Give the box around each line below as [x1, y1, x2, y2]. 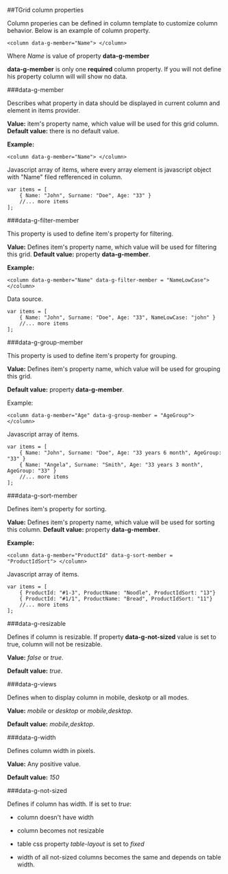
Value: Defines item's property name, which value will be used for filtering [7, 243, 217, 251]
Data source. [7, 295, 43, 303]
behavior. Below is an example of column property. [7, 27, 151, 34]
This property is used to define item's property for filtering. [7, 229, 173, 238]
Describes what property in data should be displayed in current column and [7, 99, 220, 107]
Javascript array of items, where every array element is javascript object [7, 166, 212, 174]
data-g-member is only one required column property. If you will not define [7, 65, 222, 73]
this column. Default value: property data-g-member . [7, 526, 160, 533]
